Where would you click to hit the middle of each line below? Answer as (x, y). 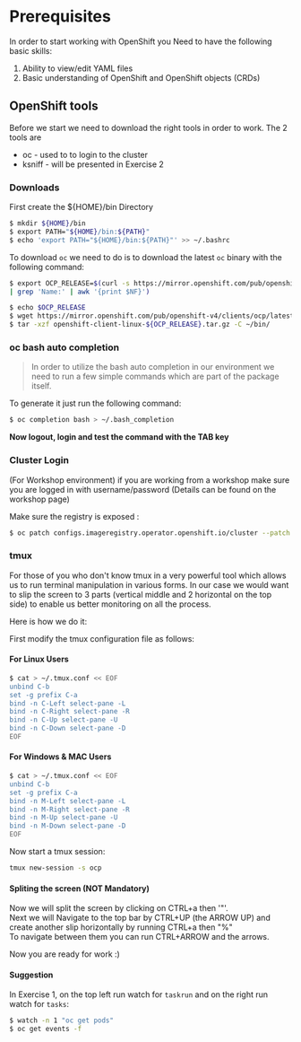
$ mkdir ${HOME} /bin (48, 223)
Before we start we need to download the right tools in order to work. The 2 (149, 127)
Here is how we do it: (48, 621)
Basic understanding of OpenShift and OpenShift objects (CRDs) (141, 77)
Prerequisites (60, 17)
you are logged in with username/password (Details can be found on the (143, 489)
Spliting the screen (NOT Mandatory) (80, 888)
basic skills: (30, 50)
